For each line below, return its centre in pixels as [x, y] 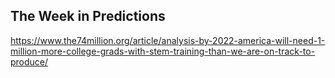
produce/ [29, 61]
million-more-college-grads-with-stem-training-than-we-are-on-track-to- [163, 51]
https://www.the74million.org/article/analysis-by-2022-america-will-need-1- [168, 40]
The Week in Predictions [88, 16]
